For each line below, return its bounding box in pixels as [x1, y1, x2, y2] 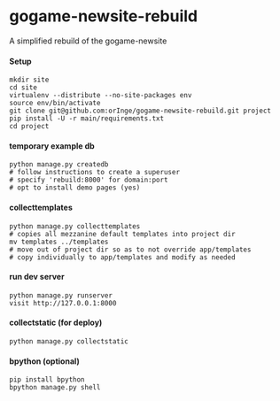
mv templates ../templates [9, 237, 109, 246]
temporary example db [9, 140, 95, 151]
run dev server [9, 272, 65, 282]
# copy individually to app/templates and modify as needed [9, 252, 237, 262]
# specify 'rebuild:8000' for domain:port [9, 175, 168, 185]
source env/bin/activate [9, 99, 101, 108]
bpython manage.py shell [9, 383, 101, 392]
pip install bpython [9, 375, 86, 384]
